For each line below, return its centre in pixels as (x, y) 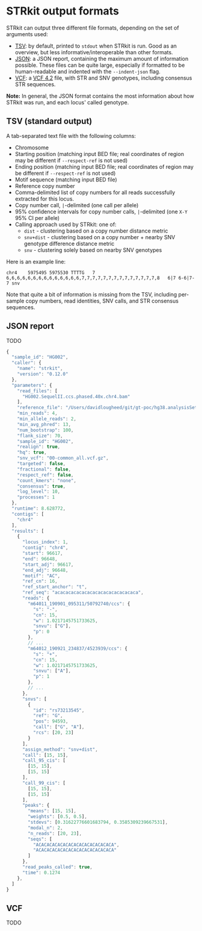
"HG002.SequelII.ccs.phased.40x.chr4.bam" (76, 397)
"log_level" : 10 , (39, 492)
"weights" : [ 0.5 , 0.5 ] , (57, 817)
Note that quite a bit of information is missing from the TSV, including (92, 294)
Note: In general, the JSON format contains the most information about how (100, 96)
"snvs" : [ (34, 699)
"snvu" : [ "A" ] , (52, 671)
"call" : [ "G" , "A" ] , (59, 727)
